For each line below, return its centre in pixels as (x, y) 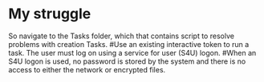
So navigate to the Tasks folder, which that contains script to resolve (122, 36)
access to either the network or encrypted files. (87, 69)
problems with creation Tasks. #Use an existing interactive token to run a (129, 44)
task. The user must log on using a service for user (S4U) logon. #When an (132, 53)
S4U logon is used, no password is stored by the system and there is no (127, 61)
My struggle (50, 14)
